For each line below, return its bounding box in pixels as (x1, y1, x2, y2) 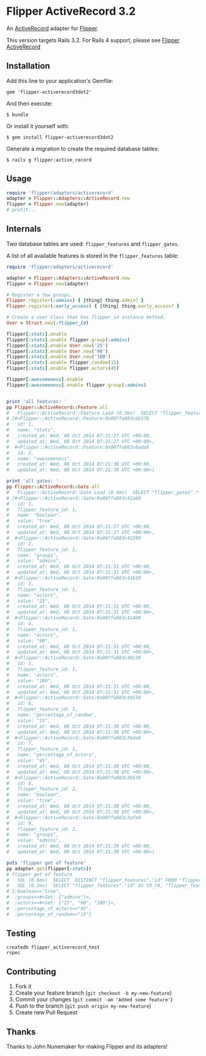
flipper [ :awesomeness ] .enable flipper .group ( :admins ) (6, 382, 147, 388)
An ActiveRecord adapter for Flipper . (6, 25, 99, 32)
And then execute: (6, 99, 53, 107)
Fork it (15, 983, 32, 990)
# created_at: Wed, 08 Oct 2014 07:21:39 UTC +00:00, (6, 843, 152, 849)
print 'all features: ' (6, 398, 67, 404)
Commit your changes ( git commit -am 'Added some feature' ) (15, 996, 173, 1003)
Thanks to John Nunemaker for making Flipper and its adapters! (6, 1043, 168, 1050)
